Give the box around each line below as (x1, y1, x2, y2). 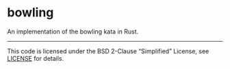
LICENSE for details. (7, 54, 64, 62)
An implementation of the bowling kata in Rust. (7, 27, 139, 36)
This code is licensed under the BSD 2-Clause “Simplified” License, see (7, 46, 209, 55)
